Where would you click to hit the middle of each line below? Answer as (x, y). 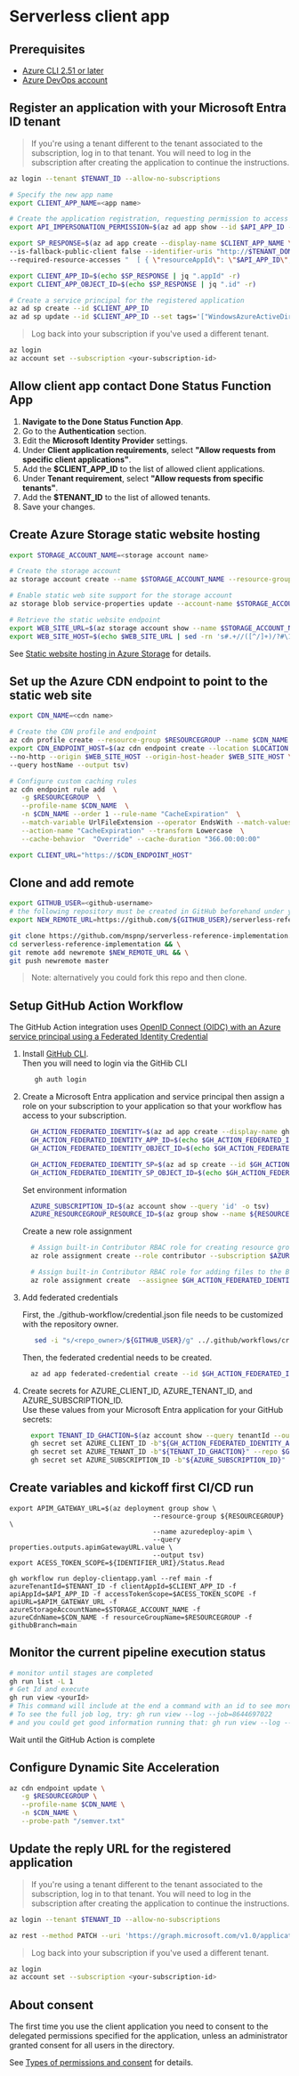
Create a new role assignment (77, 1231)
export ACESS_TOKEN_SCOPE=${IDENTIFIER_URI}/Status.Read (117, 1563)
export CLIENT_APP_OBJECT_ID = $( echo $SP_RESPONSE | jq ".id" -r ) (133, 284)
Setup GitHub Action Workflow (97, 1006)
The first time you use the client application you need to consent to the (139, 2026)
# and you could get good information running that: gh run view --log (145, 1723)
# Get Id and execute (49, 1690)
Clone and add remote (72, 883)
